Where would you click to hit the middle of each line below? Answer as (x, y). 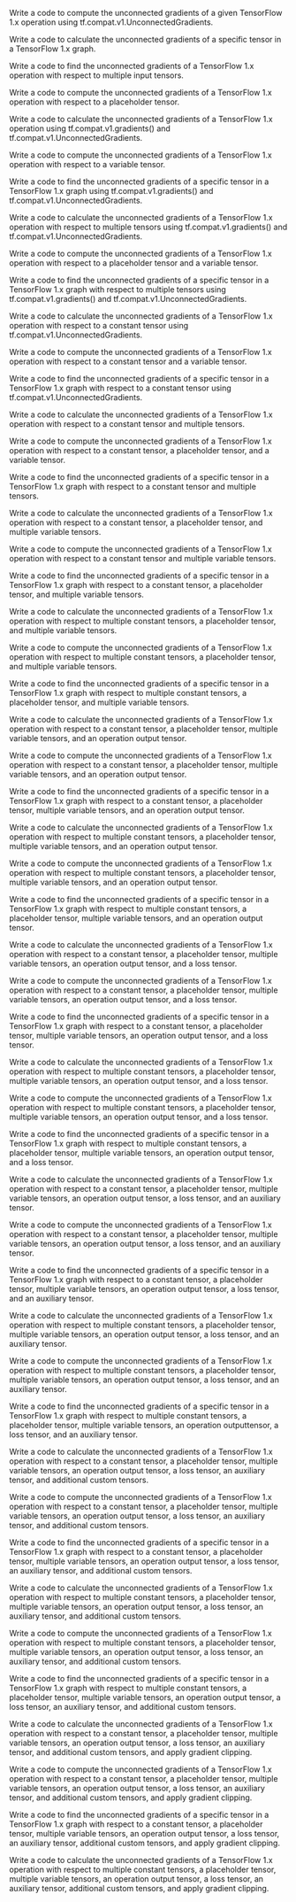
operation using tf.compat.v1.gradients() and (90, 128)
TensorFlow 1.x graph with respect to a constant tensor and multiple (133, 487)
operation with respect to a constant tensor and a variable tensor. (128, 361)
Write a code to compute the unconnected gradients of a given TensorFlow (146, 13)
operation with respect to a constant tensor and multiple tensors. (127, 424)
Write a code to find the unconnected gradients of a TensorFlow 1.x (132, 66)
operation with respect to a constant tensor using (99, 325)
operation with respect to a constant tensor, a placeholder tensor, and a (139, 450)
